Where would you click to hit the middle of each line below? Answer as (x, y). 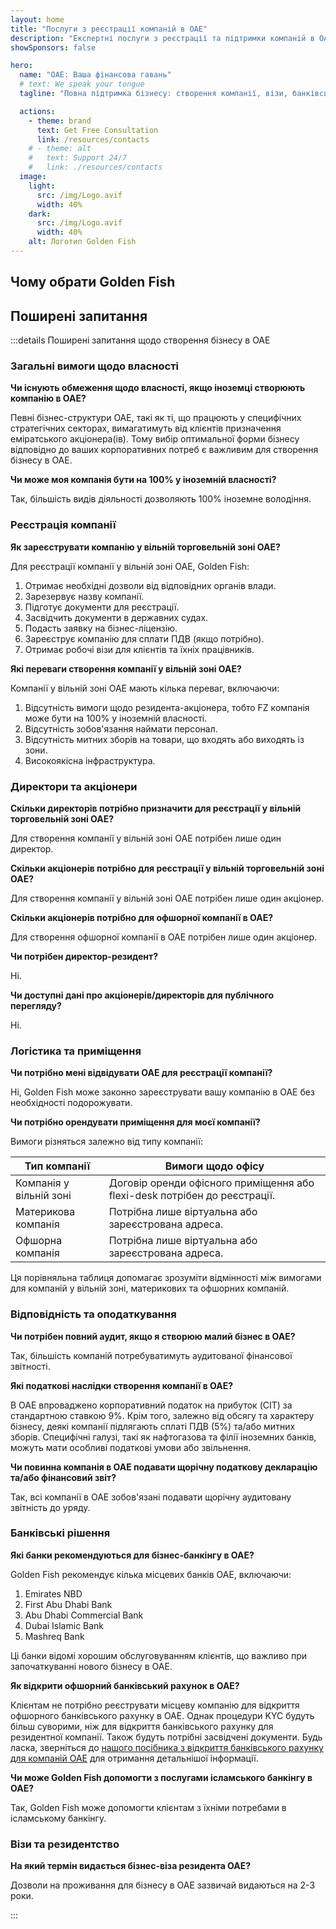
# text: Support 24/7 (78, 158)
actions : (37, 111)
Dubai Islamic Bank (64, 1625)
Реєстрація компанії (63, 525)
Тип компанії (57, 1166)
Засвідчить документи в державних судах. (116, 617)
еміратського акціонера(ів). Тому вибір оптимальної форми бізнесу (155, 439)
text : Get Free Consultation (97, 130)
